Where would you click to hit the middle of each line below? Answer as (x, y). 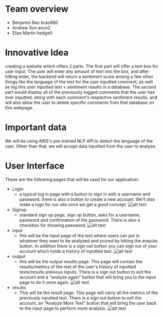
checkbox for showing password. (53, 225)
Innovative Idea (37, 53)
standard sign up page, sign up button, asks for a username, (80, 215)
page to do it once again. (44, 282)
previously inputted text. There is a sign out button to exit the (81, 298)
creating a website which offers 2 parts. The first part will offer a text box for (81, 66)
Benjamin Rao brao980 (35, 22)
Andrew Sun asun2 (31, 27)
